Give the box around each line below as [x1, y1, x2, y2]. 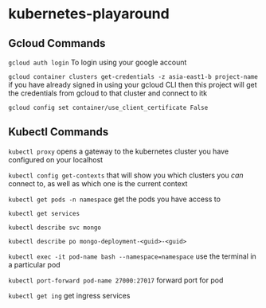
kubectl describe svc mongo [8, 224, 102, 232]
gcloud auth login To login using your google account [8, 57, 187, 67]
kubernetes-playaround [8, 5, 170, 23]
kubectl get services [8, 209, 80, 217]
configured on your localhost [8, 154, 104, 164]
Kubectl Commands [8, 125, 109, 139]
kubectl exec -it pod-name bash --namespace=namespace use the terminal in [8, 251, 256, 261]
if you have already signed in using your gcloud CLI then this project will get [8, 80, 257, 89]
